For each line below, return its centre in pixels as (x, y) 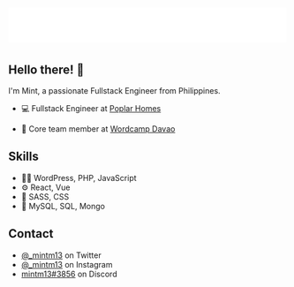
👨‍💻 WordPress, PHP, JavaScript (79, 177)
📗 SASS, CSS (45, 196)
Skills (23, 157)
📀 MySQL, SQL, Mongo (63, 206)
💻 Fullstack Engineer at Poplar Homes (91, 108)
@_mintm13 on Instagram (67, 264)
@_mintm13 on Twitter (61, 255)
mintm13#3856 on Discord (69, 274)
